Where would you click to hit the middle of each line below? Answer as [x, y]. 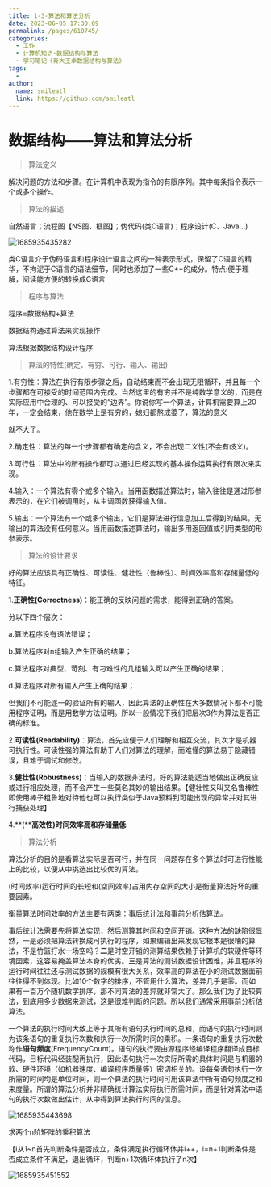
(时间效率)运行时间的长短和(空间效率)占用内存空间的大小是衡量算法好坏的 [130, 886]
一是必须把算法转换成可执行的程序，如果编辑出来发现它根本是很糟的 [135, 941]
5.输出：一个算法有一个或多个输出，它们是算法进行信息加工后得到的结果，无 [135, 518]
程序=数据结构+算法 [42, 313]
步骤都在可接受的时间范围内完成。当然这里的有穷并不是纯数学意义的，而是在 [135, 392]
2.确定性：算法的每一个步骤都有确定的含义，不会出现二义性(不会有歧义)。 [131, 447]
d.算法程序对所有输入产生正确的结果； [72, 686]
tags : [17, 69]
